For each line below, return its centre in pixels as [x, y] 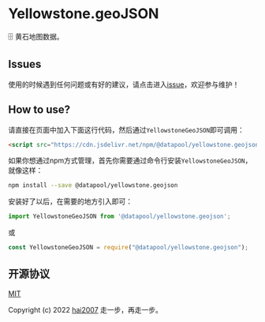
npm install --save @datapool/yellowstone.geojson [93, 185]
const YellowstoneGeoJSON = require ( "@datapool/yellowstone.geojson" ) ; [128, 248]
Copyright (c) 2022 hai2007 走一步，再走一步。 [86, 309]
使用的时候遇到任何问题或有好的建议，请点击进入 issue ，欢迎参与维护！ [124, 84]
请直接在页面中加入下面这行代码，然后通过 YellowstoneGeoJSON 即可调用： [126, 129]
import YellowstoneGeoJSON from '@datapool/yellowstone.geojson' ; [119, 217]
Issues [25, 64]
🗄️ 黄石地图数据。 [36, 36]
